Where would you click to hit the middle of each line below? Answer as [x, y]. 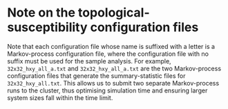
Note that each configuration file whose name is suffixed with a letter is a [111, 46]
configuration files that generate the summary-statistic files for [96, 76]
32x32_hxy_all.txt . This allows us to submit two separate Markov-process [113, 83]
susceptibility [47, 27]
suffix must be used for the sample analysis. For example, [89, 61]
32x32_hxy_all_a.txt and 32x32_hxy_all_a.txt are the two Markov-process [114, 68]
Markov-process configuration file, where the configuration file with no [108, 54]
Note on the [41, 13]
